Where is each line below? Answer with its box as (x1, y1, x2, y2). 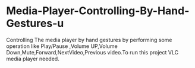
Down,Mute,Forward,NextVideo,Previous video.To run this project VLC (6, 48, 179, 56)
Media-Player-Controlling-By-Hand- (6, 4, 190, 18)
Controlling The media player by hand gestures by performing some (6, 36, 172, 43)
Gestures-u (6, 17, 64, 30)
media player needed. (6, 55, 59, 62)
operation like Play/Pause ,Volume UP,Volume (6, 43, 118, 50)
